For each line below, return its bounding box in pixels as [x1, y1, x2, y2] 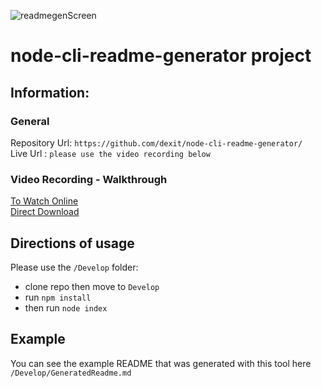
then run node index [24, 301, 108, 314]
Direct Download [10, 206, 80, 218]
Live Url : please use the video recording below [10, 147, 211, 159]
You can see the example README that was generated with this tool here [10, 357, 312, 369]
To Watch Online [10, 195, 79, 207]
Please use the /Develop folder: [10, 261, 139, 273]
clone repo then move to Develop [24, 280, 160, 292]
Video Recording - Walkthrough [10, 172, 168, 186]
